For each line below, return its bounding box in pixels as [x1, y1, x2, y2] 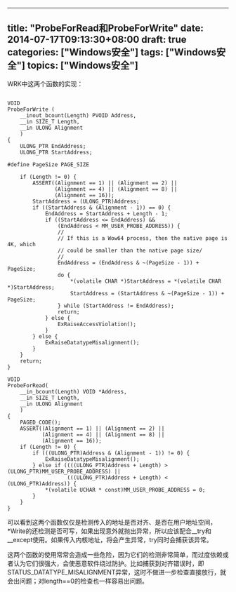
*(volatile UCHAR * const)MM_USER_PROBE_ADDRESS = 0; [44, 486, 206, 493]
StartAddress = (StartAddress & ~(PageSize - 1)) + [70, 290, 225, 297]
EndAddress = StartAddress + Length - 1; [44, 210, 169, 217]
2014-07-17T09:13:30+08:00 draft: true [7, 34, 188, 46]
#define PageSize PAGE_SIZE [7, 161, 90, 168]
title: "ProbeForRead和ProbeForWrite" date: [7, 22, 204, 34]
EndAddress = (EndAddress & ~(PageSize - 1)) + [57, 259, 199, 267]
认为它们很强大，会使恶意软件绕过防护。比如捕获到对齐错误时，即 [13, 559, 204, 567]
